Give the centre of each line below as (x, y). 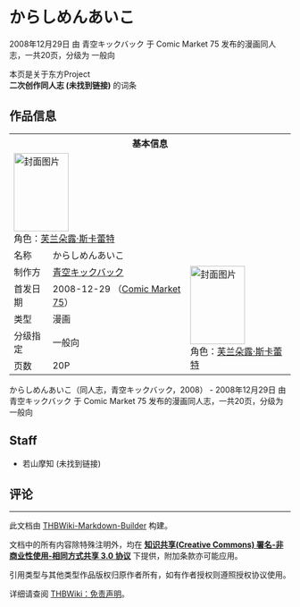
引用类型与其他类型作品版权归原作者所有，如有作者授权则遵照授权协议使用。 (150, 575)
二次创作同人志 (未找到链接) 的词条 (73, 85)
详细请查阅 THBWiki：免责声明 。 (69, 594)
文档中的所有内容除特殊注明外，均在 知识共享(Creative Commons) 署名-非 (146, 544)
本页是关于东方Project (50, 74)
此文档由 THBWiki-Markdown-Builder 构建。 (91, 526)
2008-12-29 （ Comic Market (117, 289)
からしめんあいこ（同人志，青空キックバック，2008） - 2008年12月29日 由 (148, 390)
